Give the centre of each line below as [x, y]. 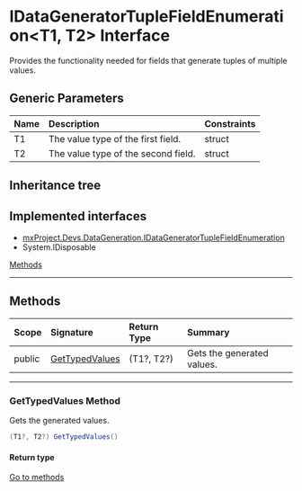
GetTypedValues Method [65, 400]
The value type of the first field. [115, 138]
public [27, 359]
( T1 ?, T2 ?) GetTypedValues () [64, 437]
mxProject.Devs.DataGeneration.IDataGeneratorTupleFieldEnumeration [153, 237]
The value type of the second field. [122, 153]
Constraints [230, 123]
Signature [72, 332]
